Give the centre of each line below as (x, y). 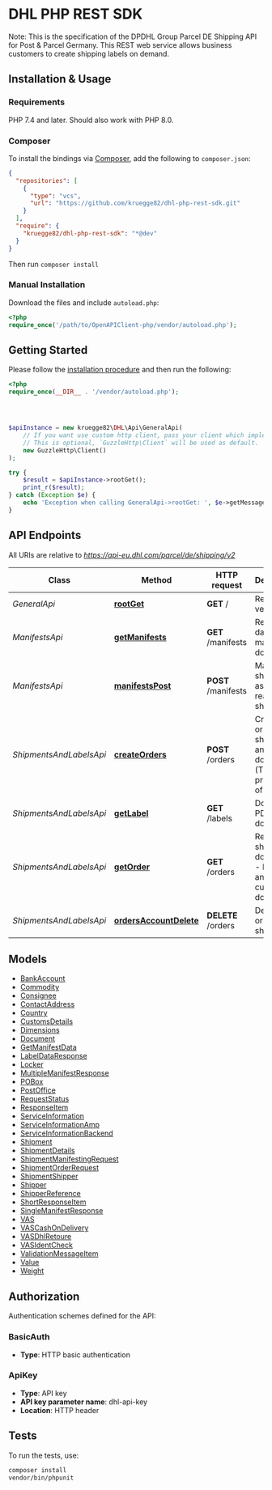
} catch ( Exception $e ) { (52, 495)
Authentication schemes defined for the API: (82, 1316)
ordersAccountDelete (157, 920)
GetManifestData (48, 1047)
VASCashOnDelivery (54, 1228)
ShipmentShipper (49, 1176)
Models (28, 959)
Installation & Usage (60, 79)
